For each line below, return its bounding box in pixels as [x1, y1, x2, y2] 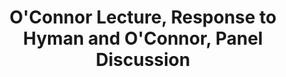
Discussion [95, 49, 191, 71]
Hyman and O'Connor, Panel [23, 27, 263, 50]
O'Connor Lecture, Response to [9, 6, 277, 29]
